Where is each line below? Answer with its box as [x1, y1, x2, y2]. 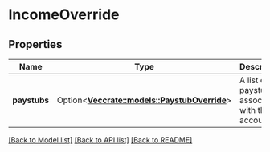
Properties [8, 38, 63, 51]
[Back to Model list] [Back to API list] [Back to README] [8, 135, 193, 145]
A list [239, 74, 259, 86]
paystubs [12, 94, 50, 106]
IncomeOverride [8, 6, 120, 24]
